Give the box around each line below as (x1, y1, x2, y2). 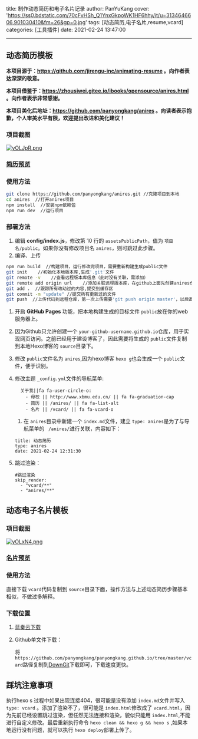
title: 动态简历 (14, 438, 51, 444)
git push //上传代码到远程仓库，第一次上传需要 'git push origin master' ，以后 (6, 296, 189, 302)
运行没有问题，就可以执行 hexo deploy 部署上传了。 (11, 727, 135, 734)
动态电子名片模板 (6, 505, 68, 515)
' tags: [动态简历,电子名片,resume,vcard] (85, 19, 184, 25)
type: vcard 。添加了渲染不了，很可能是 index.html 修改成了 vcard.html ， (6, 704, 186, 711)
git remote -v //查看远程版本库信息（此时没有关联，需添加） (6, 275, 148, 281)
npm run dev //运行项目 (6, 207, 64, 213)
